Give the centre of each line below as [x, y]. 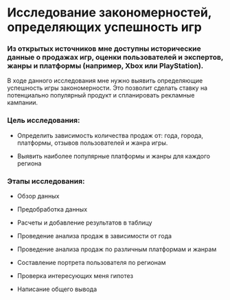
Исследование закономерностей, [110, 13]
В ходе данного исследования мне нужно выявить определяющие [105, 81]
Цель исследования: [44, 120]
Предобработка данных [52, 209]
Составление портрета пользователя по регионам [91, 263]
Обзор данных [38, 196]
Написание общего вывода [57, 289]
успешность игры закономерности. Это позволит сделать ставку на [107, 88]
